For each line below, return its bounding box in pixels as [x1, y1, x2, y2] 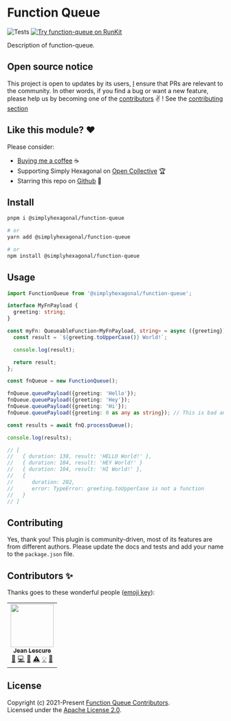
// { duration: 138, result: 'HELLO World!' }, [7, 453, 153, 460]
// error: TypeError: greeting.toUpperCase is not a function [7, 485, 205, 492]
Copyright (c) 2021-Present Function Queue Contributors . [7, 698, 170, 707]
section [7, 104, 29, 112]
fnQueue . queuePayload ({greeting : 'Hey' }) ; [7, 396, 131, 404]
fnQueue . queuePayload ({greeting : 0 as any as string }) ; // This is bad [7, 409, 217, 416]
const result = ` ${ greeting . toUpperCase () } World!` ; [13, 334, 168, 341]
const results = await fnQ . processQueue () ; [7, 422, 134, 429]
